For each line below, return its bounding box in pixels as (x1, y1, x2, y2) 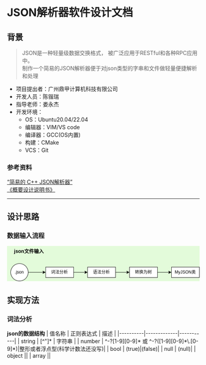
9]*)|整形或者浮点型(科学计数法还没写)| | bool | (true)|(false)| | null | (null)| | (7, 345, 196, 353)
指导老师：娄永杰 (15, 100, 59, 108)
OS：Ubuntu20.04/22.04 (24, 116, 88, 123)
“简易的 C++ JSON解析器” (7, 178, 73, 186)
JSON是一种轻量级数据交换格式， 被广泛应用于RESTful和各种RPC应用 (21, 50, 198, 56)
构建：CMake (24, 139, 59, 146)
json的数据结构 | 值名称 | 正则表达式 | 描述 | (7, 330, 117, 337)
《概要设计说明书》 (7, 186, 56, 194)
